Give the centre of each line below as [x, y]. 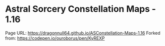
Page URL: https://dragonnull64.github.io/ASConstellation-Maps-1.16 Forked [83, 33]
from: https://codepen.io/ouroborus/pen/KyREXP [55, 38]
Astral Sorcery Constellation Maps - [81, 9]
